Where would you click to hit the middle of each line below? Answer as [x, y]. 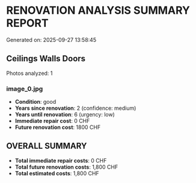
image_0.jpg [25, 89]
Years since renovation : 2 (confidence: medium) [75, 108]
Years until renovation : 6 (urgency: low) [65, 115]
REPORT [28, 23]
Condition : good [35, 102]
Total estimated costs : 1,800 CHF [57, 173]
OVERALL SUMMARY [47, 146]
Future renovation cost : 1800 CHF [58, 127]
